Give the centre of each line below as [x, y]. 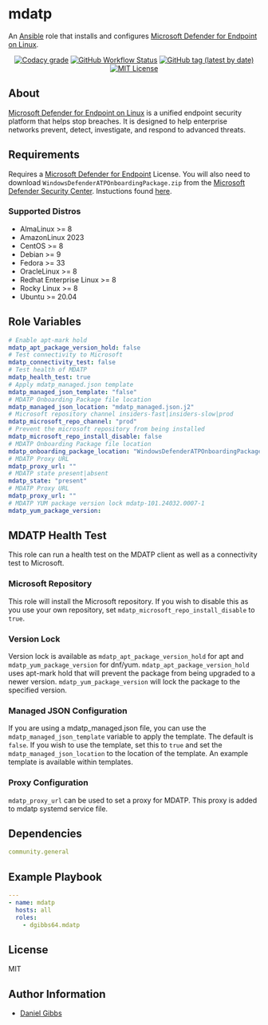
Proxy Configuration [49, 783]
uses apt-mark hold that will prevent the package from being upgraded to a [132, 673]
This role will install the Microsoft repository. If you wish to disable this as [128, 601]
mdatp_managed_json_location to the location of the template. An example [128, 754]
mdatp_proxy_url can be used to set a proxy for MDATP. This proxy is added [133, 800]
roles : [26, 917]
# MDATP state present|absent [59, 474]
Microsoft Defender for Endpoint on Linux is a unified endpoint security [125, 112]
